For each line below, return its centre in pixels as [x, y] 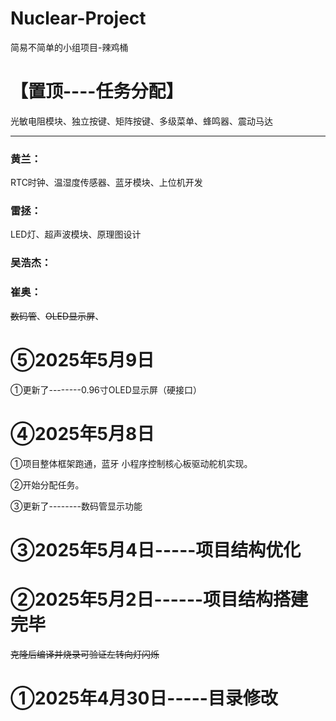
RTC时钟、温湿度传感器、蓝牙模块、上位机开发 [106, 183]
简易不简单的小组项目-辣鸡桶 [69, 47]
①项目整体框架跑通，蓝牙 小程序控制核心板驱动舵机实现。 [131, 463]
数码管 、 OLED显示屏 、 [57, 316]
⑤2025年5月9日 [82, 359]
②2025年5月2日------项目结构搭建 [159, 599]
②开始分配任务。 [47, 484]
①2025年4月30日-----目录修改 [144, 698]
